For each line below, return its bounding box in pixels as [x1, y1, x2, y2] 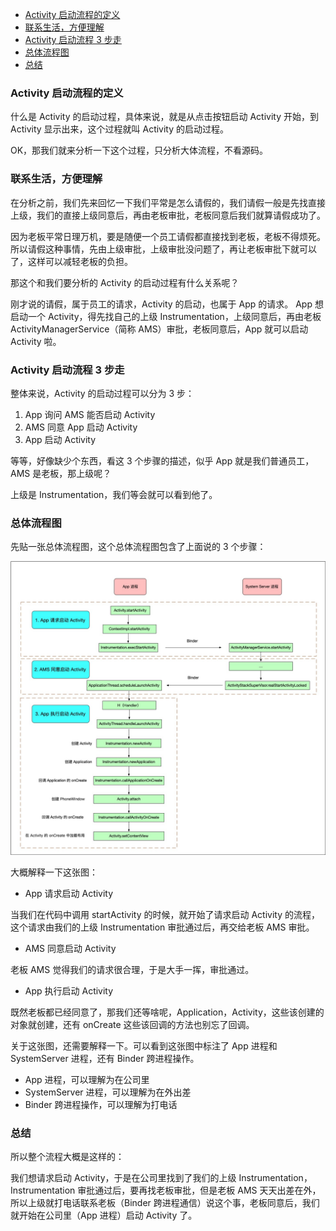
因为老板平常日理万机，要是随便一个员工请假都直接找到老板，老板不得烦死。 [10, 230, 326, 242]
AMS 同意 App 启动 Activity [24, 421, 138, 433]
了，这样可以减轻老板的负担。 [10, 255, 133, 267]
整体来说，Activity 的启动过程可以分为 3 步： [10, 387, 195, 399]
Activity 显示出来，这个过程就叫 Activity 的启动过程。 [10, 123, 230, 135]
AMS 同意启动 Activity [24, 942, 117, 954]
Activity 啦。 [10, 335, 62, 347]
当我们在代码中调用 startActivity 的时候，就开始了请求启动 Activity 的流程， [10, 908, 320, 920]
